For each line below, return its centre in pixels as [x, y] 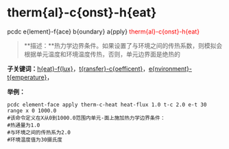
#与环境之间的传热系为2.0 [39, 132]
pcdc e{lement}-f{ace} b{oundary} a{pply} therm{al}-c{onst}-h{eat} [104, 31]
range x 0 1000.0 [32, 111]
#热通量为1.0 [24, 125]
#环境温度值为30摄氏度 [35, 139]
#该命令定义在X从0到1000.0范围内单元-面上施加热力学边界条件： [86, 118]
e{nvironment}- [170, 68]
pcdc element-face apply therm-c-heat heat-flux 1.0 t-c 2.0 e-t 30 [107, 105]
